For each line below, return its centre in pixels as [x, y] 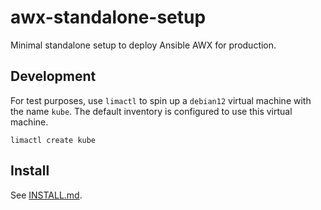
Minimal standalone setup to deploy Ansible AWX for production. [143, 45]
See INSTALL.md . [46, 195]
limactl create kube [53, 140]
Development [53, 76]
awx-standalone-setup [108, 17]
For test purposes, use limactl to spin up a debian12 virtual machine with [161, 100]
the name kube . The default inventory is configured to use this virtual [151, 111]
